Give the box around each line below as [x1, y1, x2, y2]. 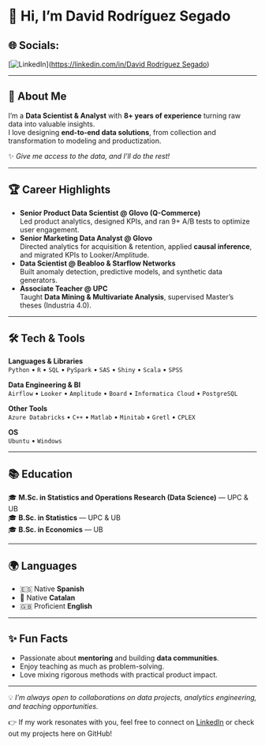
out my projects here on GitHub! [8, 729, 113, 738]
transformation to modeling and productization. [8, 136, 162, 145]
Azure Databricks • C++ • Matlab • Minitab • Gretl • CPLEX [8, 413, 196, 422]
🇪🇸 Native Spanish [19, 584, 84, 593]
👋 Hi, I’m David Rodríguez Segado [8, 7, 231, 25]
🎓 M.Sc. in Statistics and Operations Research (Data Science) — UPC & [8, 493, 248, 503]
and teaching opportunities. [8, 701, 99, 710]
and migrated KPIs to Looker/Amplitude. [19, 250, 150, 259]
